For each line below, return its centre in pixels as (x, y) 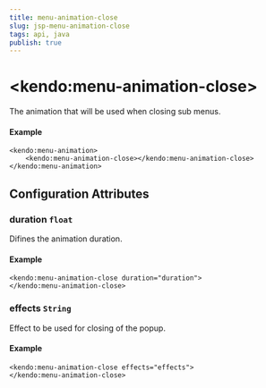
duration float (41, 219)
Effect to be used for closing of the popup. (87, 328)
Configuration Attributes (79, 194)
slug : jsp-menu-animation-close (69, 26)
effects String (40, 308)
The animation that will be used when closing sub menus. (115, 112)
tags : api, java (39, 34)
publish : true (36, 42)
